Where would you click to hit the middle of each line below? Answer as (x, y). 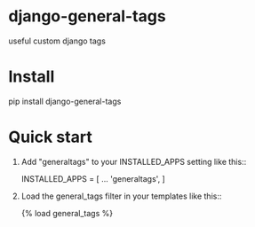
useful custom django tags (57, 41)
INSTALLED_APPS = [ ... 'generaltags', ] (93, 178)
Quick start (50, 137)
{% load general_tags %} (67, 213)
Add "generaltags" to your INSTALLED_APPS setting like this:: (134, 161)
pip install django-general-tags (65, 101)
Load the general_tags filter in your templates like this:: (121, 196)
